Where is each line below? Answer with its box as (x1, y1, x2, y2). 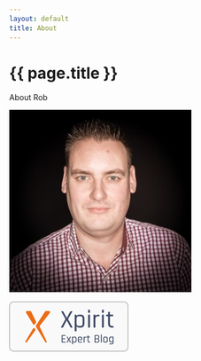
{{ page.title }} (9, 63, 119, 83)
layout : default (9, 14, 69, 23)
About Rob (9, 92, 49, 103)
